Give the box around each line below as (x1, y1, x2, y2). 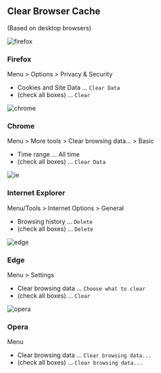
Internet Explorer (7, 188, 66, 198)
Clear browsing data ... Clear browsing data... (17, 351, 152, 359)
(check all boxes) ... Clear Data (17, 158, 106, 166)
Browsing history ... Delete (17, 217, 93, 225)
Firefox (7, 54, 32, 64)
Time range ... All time (17, 150, 80, 159)
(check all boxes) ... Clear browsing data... (17, 359, 143, 367)
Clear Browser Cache (7, 6, 101, 17)
